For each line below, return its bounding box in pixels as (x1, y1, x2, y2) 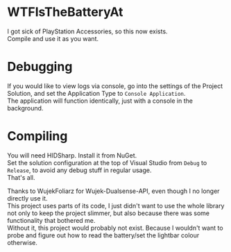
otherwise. (7, 238, 38, 246)
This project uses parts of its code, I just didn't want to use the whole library (7, 201, 225, 210)
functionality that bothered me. (7, 216, 96, 224)
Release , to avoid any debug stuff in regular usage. (7, 166, 152, 174)
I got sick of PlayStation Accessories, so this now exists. (7, 27, 168, 35)
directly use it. (7, 194, 48, 202)
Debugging (7, 59, 73, 75)
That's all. (7, 173, 35, 181)
